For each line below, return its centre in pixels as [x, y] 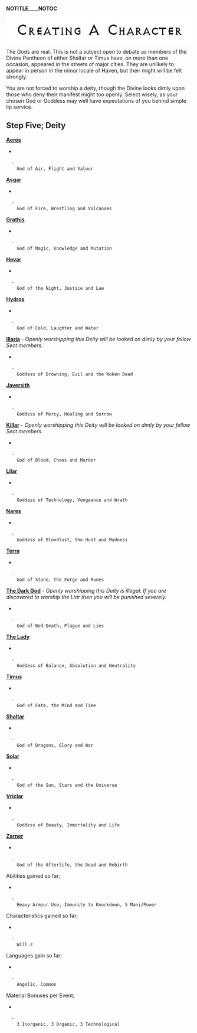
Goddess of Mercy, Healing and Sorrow [64, 414]
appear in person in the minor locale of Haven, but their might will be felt [94, 70]
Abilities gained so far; [33, 875]
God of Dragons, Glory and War [55, 745]
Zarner [15, 836]
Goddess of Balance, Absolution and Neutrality [76, 666]
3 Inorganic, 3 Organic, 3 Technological [68, 1024]
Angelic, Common [37, 984]
